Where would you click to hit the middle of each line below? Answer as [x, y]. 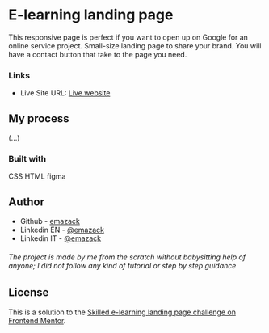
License [29, 293]
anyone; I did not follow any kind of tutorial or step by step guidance [122, 265]
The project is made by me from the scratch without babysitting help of [127, 257]
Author [26, 202]
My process [39, 118]
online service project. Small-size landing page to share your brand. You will [135, 45]
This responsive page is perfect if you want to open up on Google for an [128, 37]
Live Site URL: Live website [65, 93]
